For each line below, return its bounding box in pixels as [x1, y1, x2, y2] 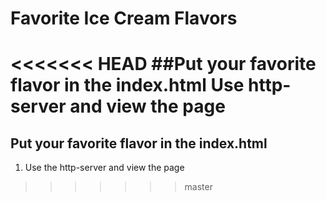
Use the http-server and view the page [24, 162, 185, 174]
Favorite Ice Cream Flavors [10, 7, 238, 30]
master [184, 181, 213, 193]
